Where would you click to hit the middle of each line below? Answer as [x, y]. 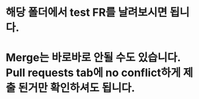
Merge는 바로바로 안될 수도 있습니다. [93, 58]
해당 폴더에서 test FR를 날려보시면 [87, 12]
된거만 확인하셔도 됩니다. [77, 88]
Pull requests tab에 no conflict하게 [93, 73]
